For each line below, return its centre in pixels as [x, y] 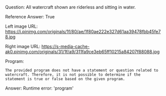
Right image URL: [23, 46]
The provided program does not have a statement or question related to [82, 70]
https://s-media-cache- [66, 46]
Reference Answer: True [30, 17]
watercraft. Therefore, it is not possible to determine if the [73, 75]
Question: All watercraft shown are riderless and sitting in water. [71, 7]
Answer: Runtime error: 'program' [39, 88]
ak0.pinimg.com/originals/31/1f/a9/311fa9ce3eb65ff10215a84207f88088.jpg [83, 52]
